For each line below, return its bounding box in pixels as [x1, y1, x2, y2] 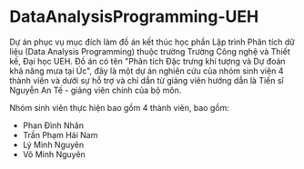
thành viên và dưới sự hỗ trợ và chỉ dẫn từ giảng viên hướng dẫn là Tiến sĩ [9, 75, 284, 85]
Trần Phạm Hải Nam [22, 129, 98, 140]
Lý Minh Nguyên [22, 139, 85, 150]
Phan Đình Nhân [22, 120, 85, 131]
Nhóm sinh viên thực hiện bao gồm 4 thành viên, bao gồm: [9, 102, 229, 113]
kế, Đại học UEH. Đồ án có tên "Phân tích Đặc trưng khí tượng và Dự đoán [9, 55, 286, 66]
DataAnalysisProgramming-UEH [9, 6, 259, 27]
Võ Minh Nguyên [22, 148, 86, 160]
